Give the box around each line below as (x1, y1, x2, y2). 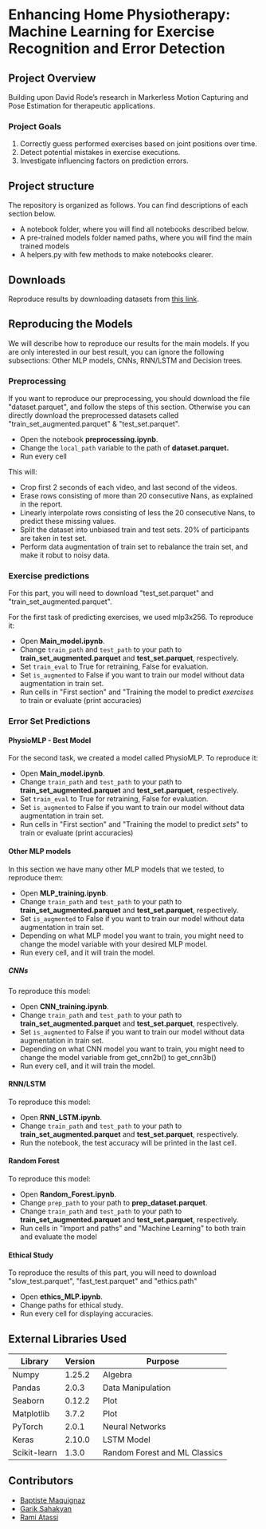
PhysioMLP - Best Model (8, 735, 92, 745)
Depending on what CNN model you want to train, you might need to (19, 1044, 245, 1054)
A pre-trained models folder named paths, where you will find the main (19, 233, 252, 243)
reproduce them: (8, 872, 64, 882)
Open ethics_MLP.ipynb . (19, 1292, 104, 1301)
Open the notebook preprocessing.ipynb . (19, 435, 158, 444)
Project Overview (8, 71, 96, 85)
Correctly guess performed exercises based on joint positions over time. (19, 139, 257, 149)
